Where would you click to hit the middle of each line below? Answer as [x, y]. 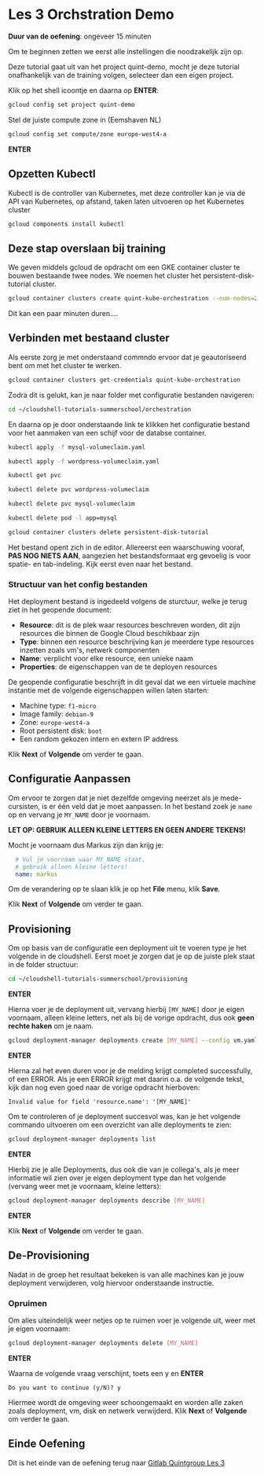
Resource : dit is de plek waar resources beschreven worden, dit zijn [130, 625]
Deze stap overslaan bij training [87, 248]
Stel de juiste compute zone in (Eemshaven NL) [85, 120]
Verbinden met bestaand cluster [89, 338]
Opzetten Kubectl [52, 174]
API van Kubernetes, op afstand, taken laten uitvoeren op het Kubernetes [126, 201]
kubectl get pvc [35, 476]
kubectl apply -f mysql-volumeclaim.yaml [77, 447]
